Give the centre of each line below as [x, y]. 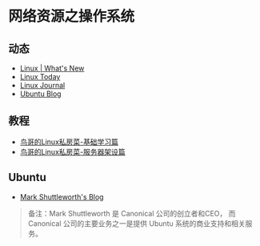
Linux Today [40, 77]
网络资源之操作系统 [72, 16]
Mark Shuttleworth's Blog [62, 196]
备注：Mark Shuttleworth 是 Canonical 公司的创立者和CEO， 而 [132, 213]
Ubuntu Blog [40, 94]
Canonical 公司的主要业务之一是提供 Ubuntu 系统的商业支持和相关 [136, 223]
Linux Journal [42, 85]
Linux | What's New [52, 68]
